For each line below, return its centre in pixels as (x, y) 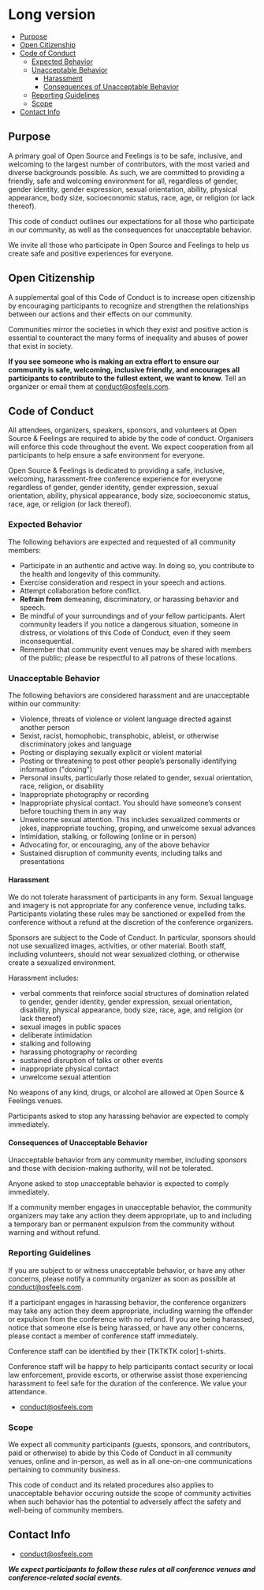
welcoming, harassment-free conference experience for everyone (115, 479)
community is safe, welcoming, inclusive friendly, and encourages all (124, 369)
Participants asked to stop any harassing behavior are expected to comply (129, 1116)
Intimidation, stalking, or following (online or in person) (108, 836)
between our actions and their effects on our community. (100, 314)
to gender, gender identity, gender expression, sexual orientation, (126, 1002)
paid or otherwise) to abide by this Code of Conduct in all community (120, 1453)
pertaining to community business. (64, 1469)
